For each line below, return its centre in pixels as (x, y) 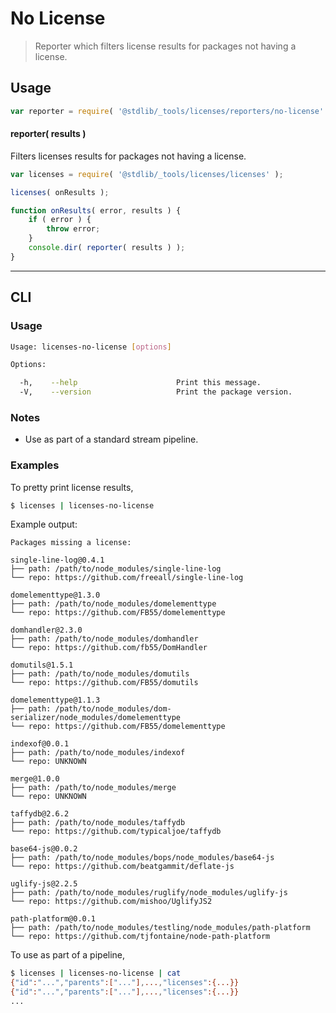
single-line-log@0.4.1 (57, 560)
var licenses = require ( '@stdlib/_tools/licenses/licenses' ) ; (147, 174)
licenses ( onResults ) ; (60, 192)
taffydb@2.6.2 (40, 814)
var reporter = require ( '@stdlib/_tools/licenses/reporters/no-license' (167, 111)
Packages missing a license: (71, 543)
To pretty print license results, (72, 487)
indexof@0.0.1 (40, 744)
